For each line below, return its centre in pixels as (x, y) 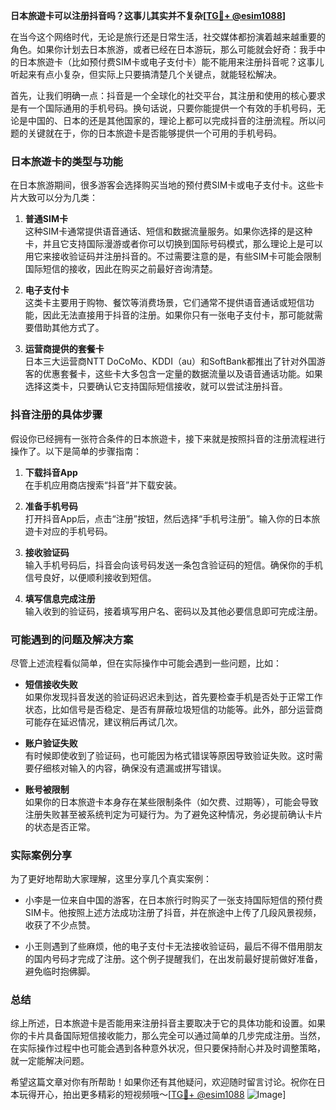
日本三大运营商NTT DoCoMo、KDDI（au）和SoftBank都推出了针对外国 (170, 361)
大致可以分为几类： (58, 198)
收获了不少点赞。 (60, 925)
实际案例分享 (41, 855)
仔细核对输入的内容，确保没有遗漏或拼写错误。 (130, 768)
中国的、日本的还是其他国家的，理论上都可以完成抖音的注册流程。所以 (172, 120)
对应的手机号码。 (77, 531)
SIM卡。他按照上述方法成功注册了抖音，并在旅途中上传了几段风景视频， (173, 913)
